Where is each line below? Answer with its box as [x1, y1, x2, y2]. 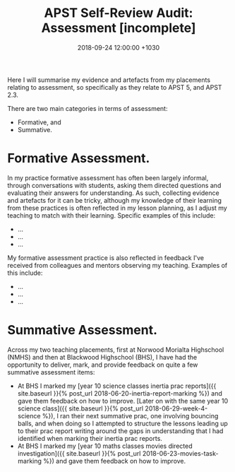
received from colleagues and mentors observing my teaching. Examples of [7, 261, 228, 269]
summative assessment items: [7, 367, 95, 376]
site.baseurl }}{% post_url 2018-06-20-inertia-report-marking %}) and [17, 389, 222, 397]
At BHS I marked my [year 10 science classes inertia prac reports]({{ [17, 382, 217, 390]
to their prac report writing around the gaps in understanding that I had [17, 426, 224, 435]
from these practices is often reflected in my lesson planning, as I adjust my [7, 203, 227, 212]
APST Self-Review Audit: [44, 5, 193, 21]
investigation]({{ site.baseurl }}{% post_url [17, 449, 141, 457]
